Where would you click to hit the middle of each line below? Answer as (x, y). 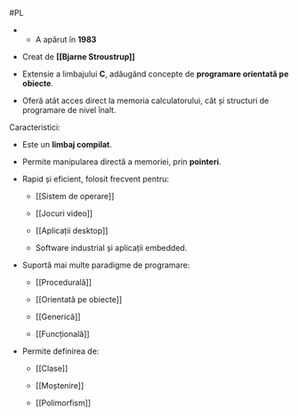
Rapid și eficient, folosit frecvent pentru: (95, 179)
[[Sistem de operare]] (75, 196)
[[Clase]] (52, 368)
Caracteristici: (35, 127)
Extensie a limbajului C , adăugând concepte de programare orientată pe (155, 74)
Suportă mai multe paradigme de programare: (106, 265)
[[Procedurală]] (63, 282)
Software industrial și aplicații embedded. (111, 248)
